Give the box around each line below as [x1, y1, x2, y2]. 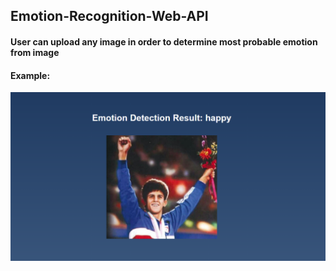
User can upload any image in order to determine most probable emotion [10, 35, 318, 48]
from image [10, 46, 60, 58]
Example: [10, 69, 51, 81]
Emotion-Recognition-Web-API [10, 8, 209, 25]
